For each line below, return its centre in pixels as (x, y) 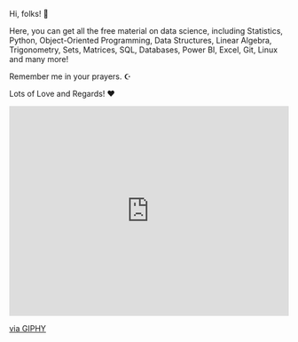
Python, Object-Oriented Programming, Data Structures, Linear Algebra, (141, 40)
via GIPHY (28, 328)
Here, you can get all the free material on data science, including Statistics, (146, 31)
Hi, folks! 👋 (29, 14)
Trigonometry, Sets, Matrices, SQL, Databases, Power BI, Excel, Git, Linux (143, 50)
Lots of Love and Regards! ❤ (62, 94)
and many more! (39, 59)
